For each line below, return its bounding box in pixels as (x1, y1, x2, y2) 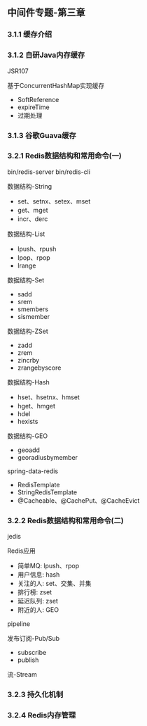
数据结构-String (7, 182, 52, 190)
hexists (17, 417, 38, 425)
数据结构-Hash (7, 377, 50, 386)
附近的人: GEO (17, 606, 59, 614)
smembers (17, 305, 49, 313)
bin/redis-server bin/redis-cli (7, 168, 91, 176)
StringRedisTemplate (17, 488, 78, 496)
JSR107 (7, 66, 29, 75)
